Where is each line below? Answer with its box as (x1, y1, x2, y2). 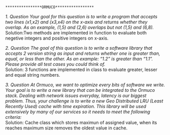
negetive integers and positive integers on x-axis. (5, 35, 109, 41)
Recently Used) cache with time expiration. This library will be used (5, 104, 146, 109)
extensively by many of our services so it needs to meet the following (5, 109, 151, 115)
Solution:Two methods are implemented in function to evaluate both (5, 30, 147, 36)
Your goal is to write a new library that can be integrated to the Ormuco (5, 87, 155, 93)
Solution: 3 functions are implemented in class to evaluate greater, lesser (5, 66, 158, 73)
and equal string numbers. (5, 72, 60, 78)
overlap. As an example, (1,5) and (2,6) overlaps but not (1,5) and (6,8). (5, 24, 154, 30)
